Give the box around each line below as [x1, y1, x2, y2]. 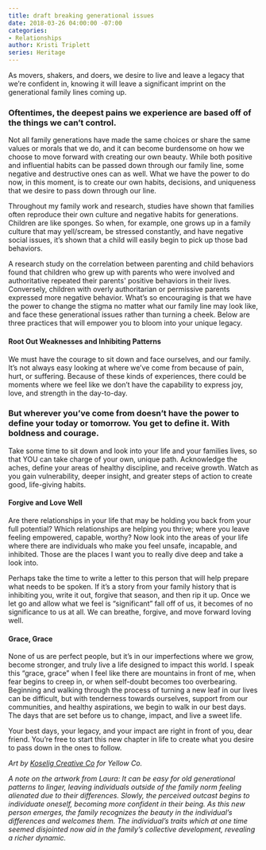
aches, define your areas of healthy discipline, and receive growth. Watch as [8, 462, 259, 472]
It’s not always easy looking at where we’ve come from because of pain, [8, 363, 245, 372]
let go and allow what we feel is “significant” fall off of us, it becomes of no [8, 599, 253, 608]
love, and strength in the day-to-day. [8, 388, 129, 398]
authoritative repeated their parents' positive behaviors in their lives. [8, 276, 232, 286]
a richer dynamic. [8, 833, 66, 843]
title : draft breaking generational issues [8, 11, 155, 20]
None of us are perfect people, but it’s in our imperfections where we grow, [8, 652, 254, 661]
